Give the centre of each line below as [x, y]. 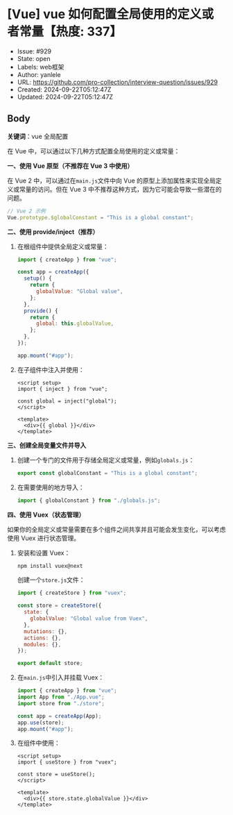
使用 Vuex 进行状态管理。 [44, 538]
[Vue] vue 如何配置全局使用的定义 [105, 14]
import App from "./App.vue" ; [61, 697]
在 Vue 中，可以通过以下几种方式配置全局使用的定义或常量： [94, 151]
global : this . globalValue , [75, 324]
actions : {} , [43, 638]
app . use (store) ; [41, 723]
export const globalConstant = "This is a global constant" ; [107, 473]
